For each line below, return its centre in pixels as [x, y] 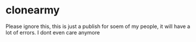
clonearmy [33, 10]
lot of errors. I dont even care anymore [53, 32]
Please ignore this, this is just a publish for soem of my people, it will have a [98, 26]
